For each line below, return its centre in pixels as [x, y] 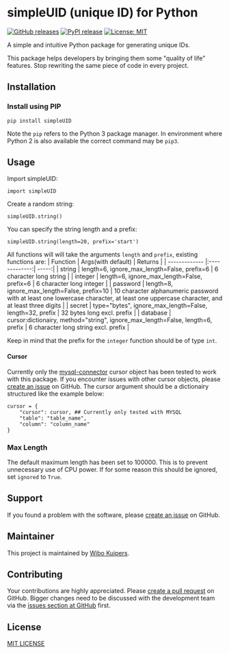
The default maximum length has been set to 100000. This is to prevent [107, 462]
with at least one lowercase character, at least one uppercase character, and [115, 298]
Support [25, 498]
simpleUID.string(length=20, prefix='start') [73, 242]
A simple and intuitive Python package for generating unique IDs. [98, 45]
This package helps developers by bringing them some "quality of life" [106, 58]
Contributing [35, 574]
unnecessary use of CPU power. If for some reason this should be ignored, [112, 469]
